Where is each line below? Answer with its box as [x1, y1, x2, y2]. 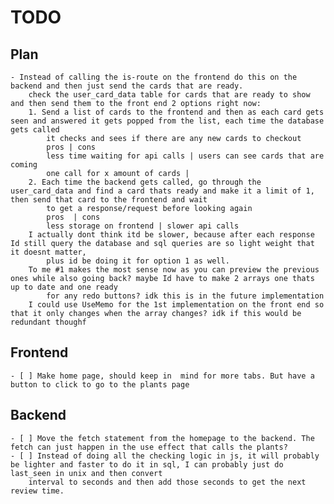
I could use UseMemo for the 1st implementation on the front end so [28, 300, 325, 310]
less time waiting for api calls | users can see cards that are [46, 151, 325, 161]
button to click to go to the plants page [10, 379, 190, 390]
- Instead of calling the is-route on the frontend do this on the [10, 72, 298, 82]
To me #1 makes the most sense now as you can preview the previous [28, 265, 320, 275]
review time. [10, 486, 65, 496]
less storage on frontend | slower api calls [46, 221, 240, 231]
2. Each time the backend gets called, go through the [28, 177, 262, 187]
